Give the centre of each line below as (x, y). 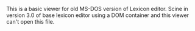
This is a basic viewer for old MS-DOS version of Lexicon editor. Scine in (97, 9)
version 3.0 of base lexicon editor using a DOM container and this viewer (98, 15)
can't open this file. (30, 22)
